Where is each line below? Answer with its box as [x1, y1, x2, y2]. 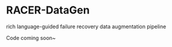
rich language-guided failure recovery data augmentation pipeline [6, 23, 167, 30]
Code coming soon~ [6, 34, 56, 41]
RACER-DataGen [6, 4, 90, 17]
